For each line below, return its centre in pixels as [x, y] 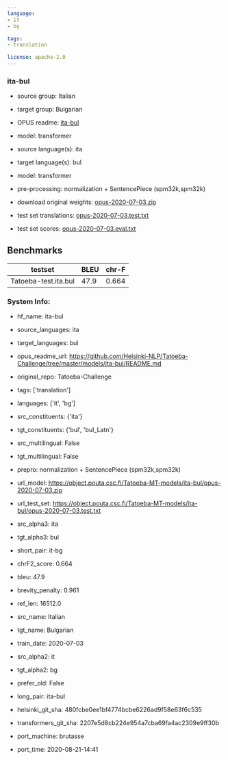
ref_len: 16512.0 [39, 604]
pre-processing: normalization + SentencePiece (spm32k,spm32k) [111, 189]
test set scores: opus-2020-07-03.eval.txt [76, 229]
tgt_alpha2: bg [37, 670]
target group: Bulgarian [50, 110]
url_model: [32, 483]
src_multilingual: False [48, 443]
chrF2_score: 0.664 [45, 564]
